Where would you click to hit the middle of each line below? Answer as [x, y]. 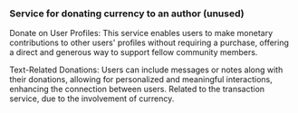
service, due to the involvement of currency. [92, 99]
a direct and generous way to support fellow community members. [134, 52]
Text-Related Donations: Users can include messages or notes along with [146, 70]
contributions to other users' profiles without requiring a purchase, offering [149, 42]
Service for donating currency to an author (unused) [127, 14]
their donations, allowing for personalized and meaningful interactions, [141, 80]
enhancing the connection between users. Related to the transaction [137, 89]
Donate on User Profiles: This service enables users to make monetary [141, 33]
